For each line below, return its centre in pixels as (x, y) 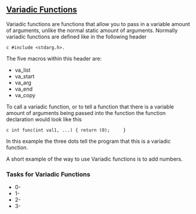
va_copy (25, 95)
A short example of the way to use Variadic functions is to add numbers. (94, 159)
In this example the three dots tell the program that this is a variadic (88, 141)
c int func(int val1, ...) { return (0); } (66, 130)
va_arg (23, 82)
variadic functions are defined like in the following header (77, 36)
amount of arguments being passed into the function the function (86, 113)
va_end (23, 89)
